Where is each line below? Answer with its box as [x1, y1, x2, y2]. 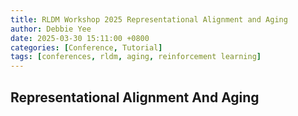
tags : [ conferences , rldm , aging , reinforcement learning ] [10, 52, 262, 62]
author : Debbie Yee [10, 24, 92, 34]
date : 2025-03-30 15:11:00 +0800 [10, 33, 150, 43]
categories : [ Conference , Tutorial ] [10, 42, 163, 53]
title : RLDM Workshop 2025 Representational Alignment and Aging [10, 14, 288, 25]
